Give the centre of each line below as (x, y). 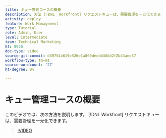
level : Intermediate (27, 38)
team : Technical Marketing (33, 42)
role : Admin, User (24, 33)
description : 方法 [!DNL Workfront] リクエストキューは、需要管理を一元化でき (81, 14)
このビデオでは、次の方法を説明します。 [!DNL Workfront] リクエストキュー (82, 114)
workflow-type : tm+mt (28, 60)
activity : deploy (23, 19)
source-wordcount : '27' (30, 65)
